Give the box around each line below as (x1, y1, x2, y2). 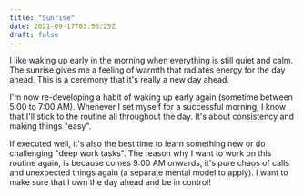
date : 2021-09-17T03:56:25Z (9, 22, 116, 31)
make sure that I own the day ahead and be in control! (9, 177, 211, 188)
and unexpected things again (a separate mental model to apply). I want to (9, 167, 288, 178)
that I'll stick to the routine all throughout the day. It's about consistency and (9, 111, 294, 122)
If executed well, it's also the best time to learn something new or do (9, 138, 266, 150)
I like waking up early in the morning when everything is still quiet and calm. (9, 55, 294, 66)
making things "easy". (9, 121, 92, 132)
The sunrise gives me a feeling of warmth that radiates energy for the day (9, 64, 286, 75)
